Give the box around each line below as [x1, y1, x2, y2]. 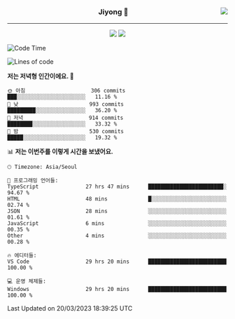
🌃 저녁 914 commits [7, 114, 124, 122]
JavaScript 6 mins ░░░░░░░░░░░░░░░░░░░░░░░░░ [7, 220, 227, 227]
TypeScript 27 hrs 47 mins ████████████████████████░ [7, 183, 227, 191]
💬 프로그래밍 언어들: [7, 177, 59, 184]
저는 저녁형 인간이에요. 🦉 [7, 72, 75, 81]
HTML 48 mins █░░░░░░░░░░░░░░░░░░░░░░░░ [7, 196, 227, 203]
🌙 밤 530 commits [7, 128, 124, 135]
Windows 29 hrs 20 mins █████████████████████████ [7, 286, 227, 293]
